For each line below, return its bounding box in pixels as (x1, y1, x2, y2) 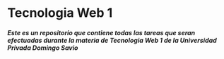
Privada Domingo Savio (7, 44, 78, 52)
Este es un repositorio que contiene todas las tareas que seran (7, 28, 196, 37)
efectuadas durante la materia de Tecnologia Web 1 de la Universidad (7, 36, 217, 44)
